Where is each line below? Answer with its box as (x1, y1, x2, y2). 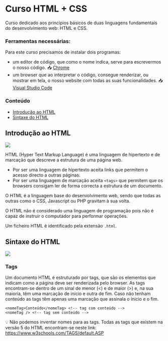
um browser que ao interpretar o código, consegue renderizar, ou (12, 72, 149, 78)
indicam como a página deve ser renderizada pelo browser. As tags (5, 280, 145, 286)
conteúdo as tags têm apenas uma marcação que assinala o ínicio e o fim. (5, 296, 159, 302)
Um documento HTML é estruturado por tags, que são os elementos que (5, 274, 156, 280)
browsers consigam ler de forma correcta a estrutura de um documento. (12, 183, 163, 189)
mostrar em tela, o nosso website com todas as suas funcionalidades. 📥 (12, 78, 163, 84)
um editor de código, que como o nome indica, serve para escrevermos (12, 59, 161, 65)
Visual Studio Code (12, 85, 53, 91)
